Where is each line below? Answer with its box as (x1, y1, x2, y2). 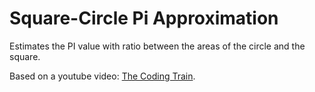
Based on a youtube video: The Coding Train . (9, 70, 196, 82)
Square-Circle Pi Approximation (9, 7, 279, 30)
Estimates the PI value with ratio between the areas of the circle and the (9, 40, 306, 52)
